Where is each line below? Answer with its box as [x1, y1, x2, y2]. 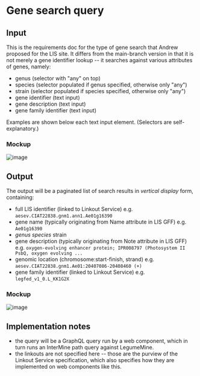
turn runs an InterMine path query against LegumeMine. [14, 344, 154, 351]
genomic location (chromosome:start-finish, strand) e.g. [14, 256, 155, 263]
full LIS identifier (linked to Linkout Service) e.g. [14, 206, 133, 213]
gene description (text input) [14, 100, 86, 108]
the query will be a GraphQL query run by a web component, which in [14, 337, 188, 345]
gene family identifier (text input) [14, 107, 96, 114]
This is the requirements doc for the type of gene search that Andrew [6, 44, 179, 51]
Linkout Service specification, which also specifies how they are [14, 357, 175, 364]
